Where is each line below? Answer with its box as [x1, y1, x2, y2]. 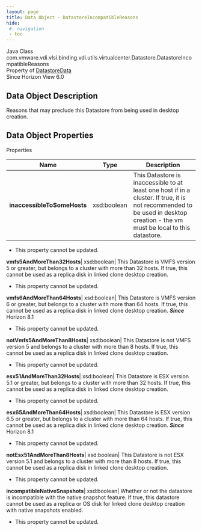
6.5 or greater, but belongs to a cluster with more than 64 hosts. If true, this [6, 415, 192, 422]
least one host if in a [133, 186, 191, 194]
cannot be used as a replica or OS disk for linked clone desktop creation [6, 500, 185, 507]
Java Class [6, 48, 34, 55]
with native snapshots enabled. [6, 506, 84, 514]
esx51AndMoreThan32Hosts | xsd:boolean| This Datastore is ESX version [6, 372, 189, 379]
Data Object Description [6, 91, 98, 101]
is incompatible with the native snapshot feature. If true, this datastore [6, 494, 180, 501]
